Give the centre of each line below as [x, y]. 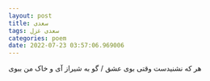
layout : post [30, 16]
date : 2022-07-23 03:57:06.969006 [67, 46]
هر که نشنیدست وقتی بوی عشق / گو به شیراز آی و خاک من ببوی [105, 68]
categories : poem [38, 38]
